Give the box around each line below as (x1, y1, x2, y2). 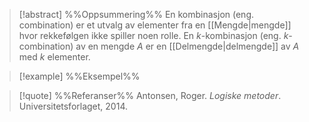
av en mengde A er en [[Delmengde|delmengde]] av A (75, 40, 300, 52)
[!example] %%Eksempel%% (18, 70, 141, 82)
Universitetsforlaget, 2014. (18, 100, 128, 112)
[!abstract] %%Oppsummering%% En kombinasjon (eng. (18, 9, 255, 20)
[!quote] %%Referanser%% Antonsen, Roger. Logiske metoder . (18, 90, 282, 101)
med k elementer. (18, 51, 91, 63)
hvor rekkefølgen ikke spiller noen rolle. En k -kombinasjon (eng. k (18, 30, 289, 41)
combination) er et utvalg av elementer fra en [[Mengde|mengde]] (18, 19, 292, 31)
